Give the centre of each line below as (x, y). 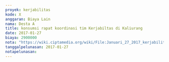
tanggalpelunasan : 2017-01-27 (37, 47)
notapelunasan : (21, 51)
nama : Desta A (20, 24)
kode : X (13, 14)
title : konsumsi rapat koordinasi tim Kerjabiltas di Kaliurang (74, 28)
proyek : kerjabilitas (28, 10)
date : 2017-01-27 (23, 33)
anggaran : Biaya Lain (28, 19)
